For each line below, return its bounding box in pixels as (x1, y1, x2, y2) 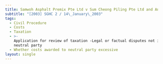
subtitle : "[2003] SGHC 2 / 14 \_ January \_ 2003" (5, 12, 103, 16)
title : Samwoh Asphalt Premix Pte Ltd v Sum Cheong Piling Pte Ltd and (5, 7, 153, 12)
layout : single (5, 51, 36, 57)
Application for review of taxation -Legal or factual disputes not (14, 38, 155, 43)
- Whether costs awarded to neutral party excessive (9, 47, 118, 52)
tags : (5, 16, 16, 21)
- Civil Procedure (9, 20, 47, 26)
